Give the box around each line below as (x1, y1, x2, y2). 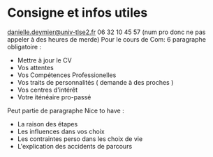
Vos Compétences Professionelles (17, 71, 117, 79)
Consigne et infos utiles (7, 5, 148, 21)
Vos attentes (17, 63, 54, 72)
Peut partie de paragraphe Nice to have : (7, 106, 124, 115)
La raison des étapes (17, 119, 78, 128)
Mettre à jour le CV (17, 56, 72, 64)
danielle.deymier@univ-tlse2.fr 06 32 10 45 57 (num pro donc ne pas (7, 28, 206, 36)
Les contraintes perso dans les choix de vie (17, 134, 143, 143)
